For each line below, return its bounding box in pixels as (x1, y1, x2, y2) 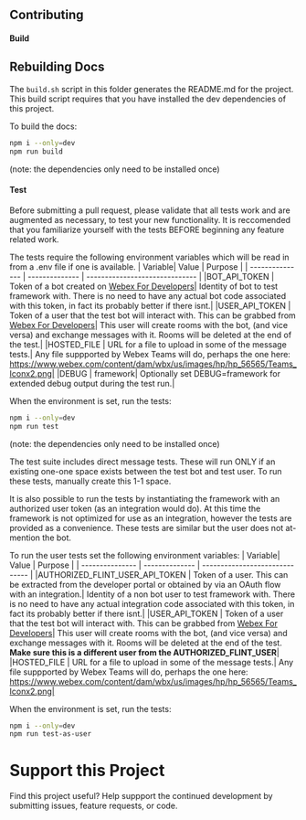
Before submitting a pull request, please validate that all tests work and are (9, 205, 290, 216)
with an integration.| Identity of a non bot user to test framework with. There (9, 589, 295, 600)
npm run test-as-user (9, 729, 92, 739)
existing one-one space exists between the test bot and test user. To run (9, 465, 282, 476)
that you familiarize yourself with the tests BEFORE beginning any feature (9, 224, 285, 235)
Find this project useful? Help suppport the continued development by (9, 791, 273, 802)
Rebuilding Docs (9, 59, 105, 75)
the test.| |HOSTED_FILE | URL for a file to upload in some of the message (9, 338, 288, 350)
